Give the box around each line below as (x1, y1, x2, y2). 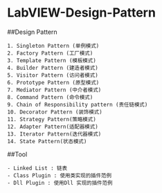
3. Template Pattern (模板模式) (7, 57, 97, 64)
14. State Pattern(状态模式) (7, 138, 87, 145)
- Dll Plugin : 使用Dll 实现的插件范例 (7, 179, 113, 186)
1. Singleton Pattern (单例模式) (7, 42, 100, 49)
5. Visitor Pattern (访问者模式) (7, 71, 98, 79)
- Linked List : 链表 (7, 165, 68, 172)
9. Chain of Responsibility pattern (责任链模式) (7, 101, 148, 108)
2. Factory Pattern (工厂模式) (7, 50, 93, 57)
